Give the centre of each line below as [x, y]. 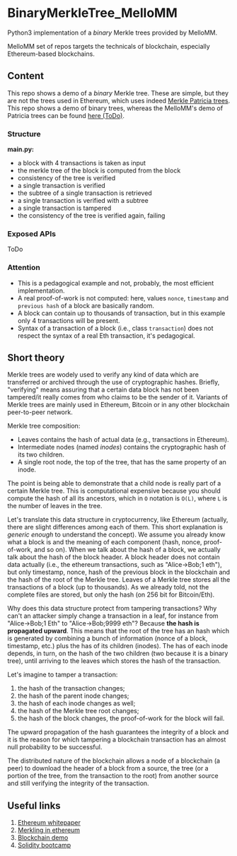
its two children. [41, 455]
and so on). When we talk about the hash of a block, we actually [127, 550]
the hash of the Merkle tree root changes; [78, 711]
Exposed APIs [32, 233]
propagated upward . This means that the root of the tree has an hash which [118, 631]
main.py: [21, 149]
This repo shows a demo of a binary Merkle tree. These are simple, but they [118, 93]
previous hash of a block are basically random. [86, 305]
